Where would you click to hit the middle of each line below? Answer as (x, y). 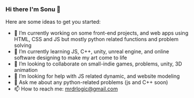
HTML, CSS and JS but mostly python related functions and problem (96, 39)
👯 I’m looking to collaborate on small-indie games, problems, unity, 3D (98, 64)
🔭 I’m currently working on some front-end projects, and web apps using (101, 33)
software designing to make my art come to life (70, 58)
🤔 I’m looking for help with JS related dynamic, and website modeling (97, 76)
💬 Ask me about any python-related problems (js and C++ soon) (91, 82)
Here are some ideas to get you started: (53, 22)
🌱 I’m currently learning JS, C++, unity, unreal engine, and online (91, 52)
